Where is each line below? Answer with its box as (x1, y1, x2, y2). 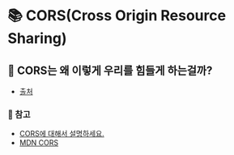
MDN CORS (19, 138, 58, 148)
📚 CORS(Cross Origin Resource (7, 6, 227, 25)
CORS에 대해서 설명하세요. (19, 129, 104, 139)
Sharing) (7, 29, 67, 48)
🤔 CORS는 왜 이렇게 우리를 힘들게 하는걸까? (7, 63, 213, 77)
